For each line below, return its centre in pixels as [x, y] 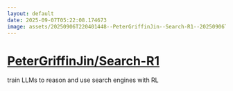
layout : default [31, 14]
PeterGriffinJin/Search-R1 [84, 61]
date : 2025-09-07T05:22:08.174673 [57, 20]
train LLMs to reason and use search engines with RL [83, 80]
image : [17, 26]
